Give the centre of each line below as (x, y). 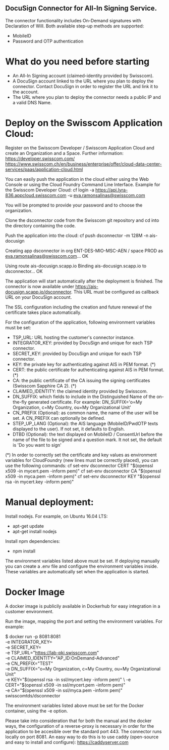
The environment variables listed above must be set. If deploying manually (82, 561)
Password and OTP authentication (48, 41)
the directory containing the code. (41, 225)
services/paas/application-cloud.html (44, 169)
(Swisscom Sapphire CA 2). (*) (44, 386)
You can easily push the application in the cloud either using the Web (77, 179)
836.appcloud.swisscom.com (36, 195)
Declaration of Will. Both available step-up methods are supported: (75, 26)
